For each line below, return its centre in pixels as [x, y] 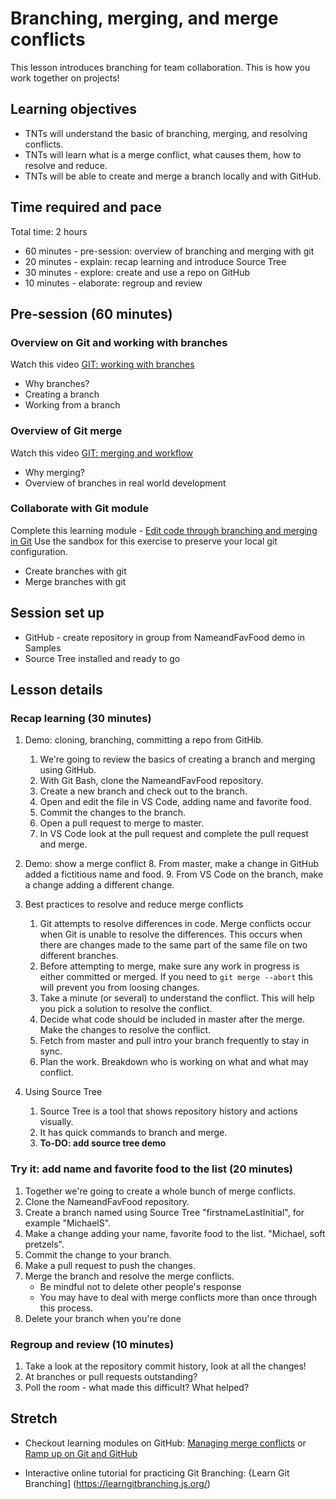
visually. [56, 1122]
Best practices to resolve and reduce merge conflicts [134, 904]
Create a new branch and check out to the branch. [143, 791]
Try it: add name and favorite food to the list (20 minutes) [151, 1169]
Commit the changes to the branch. [113, 813]
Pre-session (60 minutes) [91, 313]
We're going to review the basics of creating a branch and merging [177, 759]
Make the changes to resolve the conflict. [125, 1030]
